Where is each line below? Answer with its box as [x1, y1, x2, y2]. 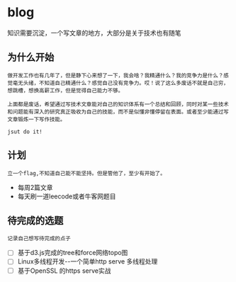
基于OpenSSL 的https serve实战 [17, 266, 111, 275]
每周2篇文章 [17, 183, 53, 191]
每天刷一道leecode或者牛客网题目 [17, 192, 116, 201]
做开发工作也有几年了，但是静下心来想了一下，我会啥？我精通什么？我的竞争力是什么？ [7, 72, 224, 79]
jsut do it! [7, 128, 43, 135]
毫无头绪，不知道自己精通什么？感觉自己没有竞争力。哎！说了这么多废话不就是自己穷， [12, 79, 229, 86]
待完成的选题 [7, 214, 64, 227]
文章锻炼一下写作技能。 [7, 115, 66, 123]
